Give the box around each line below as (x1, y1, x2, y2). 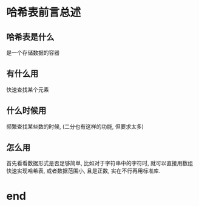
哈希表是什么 (6, 32, 55, 42)
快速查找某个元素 (6, 86, 49, 93)
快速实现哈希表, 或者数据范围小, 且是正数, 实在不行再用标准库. (6, 167, 161, 174)
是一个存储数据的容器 (6, 49, 59, 56)
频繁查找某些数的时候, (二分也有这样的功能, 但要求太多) (6, 123, 144, 130)
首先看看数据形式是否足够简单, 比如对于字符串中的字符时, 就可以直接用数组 (6, 160, 193, 167)
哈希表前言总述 (6, 5, 81, 20)
